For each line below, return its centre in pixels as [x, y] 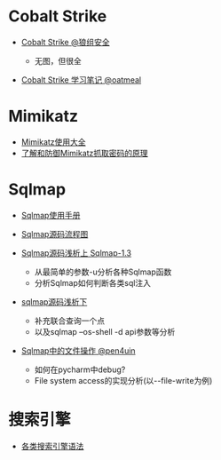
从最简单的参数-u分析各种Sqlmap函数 [103, 272]
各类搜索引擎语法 [52, 446]
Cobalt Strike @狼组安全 [65, 42]
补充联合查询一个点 [70, 321]
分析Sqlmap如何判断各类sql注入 [93, 282]
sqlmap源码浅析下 [54, 301]
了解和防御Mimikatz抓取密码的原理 [84, 153]
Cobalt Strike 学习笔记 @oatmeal [81, 79]
